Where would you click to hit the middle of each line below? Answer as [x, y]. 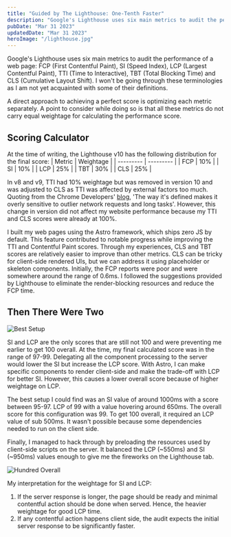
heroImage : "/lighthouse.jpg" [51, 39]
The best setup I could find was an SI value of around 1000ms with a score [113, 399]
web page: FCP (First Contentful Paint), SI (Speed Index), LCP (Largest [107, 66]
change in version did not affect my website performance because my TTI [112, 211]
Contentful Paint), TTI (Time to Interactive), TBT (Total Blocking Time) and [111, 74]
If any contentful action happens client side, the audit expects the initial [118, 518]
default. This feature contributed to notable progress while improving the [110, 239]
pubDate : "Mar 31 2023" [41, 26]
